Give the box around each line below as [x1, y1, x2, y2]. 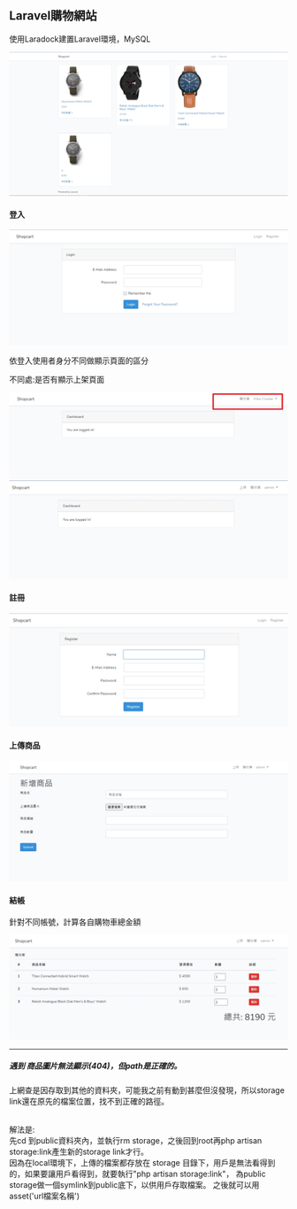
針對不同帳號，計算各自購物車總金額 [9, 916, 141, 927]
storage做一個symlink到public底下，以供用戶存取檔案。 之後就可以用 [9, 1179, 260, 1190]
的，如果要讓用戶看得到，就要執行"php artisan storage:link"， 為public [9, 1168, 267, 1179]
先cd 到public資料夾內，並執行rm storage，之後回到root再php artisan [9, 1135, 263, 1145]
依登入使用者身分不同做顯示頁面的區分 [9, 355, 148, 366]
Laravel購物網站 [9, 8, 97, 24]
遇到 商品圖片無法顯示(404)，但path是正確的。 [9, 1061, 182, 1072]
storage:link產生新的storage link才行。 [9, 1146, 148, 1157]
